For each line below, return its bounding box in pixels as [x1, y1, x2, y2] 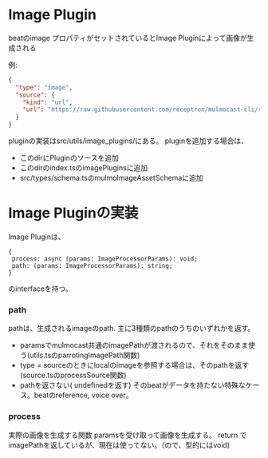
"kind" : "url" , [22, 98, 73, 106]
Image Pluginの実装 [8, 204, 139, 222]
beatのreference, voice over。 [33, 390, 133, 400]
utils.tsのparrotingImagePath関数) [29, 350, 140, 360]
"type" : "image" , [15, 83, 73, 91]
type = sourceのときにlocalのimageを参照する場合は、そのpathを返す [19, 360, 250, 370]
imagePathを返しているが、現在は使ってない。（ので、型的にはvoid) [8, 440, 231, 449]
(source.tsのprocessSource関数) [19, 370, 127, 380]
